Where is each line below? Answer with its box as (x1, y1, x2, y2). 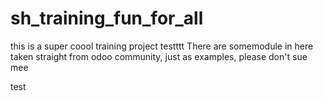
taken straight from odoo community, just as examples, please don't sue (10, 50, 308, 62)
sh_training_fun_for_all (10, 7, 204, 30)
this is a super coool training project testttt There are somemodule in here (10, 40, 314, 52)
